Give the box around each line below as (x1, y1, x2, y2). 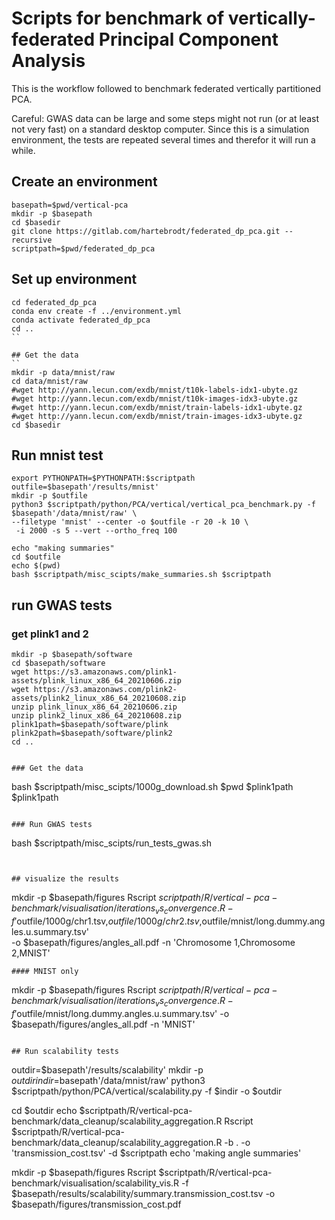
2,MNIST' (11, 947, 51, 959)
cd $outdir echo (11, 1104, 78, 1116)
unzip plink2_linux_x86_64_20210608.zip (11, 711, 183, 721)
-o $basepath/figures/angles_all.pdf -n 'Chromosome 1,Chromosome (11, 936, 296, 948)
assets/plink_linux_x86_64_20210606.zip (11, 676, 183, 686)
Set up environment (11, 271, 138, 288)
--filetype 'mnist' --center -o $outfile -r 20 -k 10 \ (11, 517, 249, 527)
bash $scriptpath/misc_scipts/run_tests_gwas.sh (11, 837, 213, 849)
